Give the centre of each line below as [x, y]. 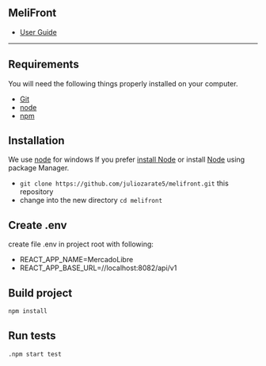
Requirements [44, 65]
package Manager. [39, 168]
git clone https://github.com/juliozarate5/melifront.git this [124, 183]
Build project [40, 293]
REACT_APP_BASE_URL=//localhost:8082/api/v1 [98, 268]
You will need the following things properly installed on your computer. [123, 83]
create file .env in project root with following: [81, 244]
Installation [36, 141]
